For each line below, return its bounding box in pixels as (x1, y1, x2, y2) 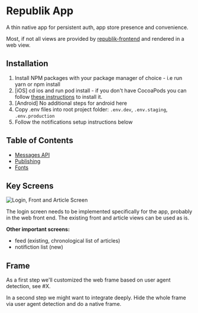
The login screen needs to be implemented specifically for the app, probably (6, 208, 193, 215)
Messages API (14, 151, 50, 158)
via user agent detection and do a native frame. (6, 301, 122, 308)
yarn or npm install (14, 80, 61, 88)
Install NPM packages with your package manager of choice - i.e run (14, 74, 183, 81)
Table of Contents (6, 135, 74, 146)
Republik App (6, 4, 74, 18)
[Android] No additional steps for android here (14, 99, 127, 107)
